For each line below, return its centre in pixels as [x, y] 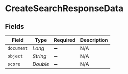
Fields [15, 27]
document [18, 48]
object [15, 56]
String [39, 56]
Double [41, 64]
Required [64, 40]
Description [94, 40]
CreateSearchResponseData [64, 9]
